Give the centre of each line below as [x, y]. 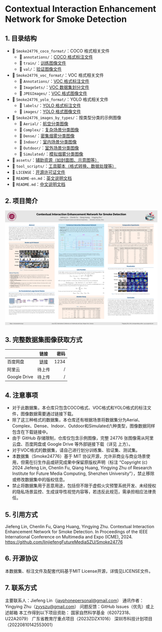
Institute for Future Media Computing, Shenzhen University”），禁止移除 [83, 473]
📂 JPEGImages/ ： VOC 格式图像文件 [53, 93]
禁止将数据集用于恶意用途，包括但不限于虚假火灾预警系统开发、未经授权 [84, 486]
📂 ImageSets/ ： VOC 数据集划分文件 [54, 87]
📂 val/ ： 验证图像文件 [40, 69]
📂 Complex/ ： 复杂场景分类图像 [49, 130]
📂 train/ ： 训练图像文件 [43, 63]
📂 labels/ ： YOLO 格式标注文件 [50, 105]
